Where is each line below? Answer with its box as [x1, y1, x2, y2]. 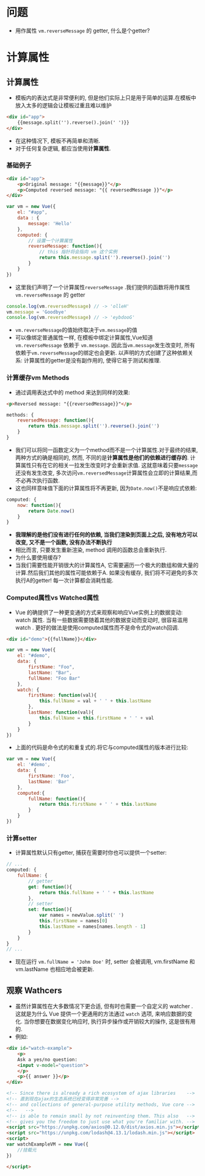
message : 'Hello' [28, 220, 72, 226]
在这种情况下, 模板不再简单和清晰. [15, 137, 101, 144]
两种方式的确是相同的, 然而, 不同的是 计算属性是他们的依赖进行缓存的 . [15, 454, 189, 461]
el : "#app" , [17, 209, 48, 215]
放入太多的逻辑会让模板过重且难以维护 [15, 101, 112, 109]
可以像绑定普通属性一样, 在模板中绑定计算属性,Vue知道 [15, 334, 153, 342]
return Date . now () [28, 507, 75, 514]
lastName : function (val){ [28, 709, 95, 715]
